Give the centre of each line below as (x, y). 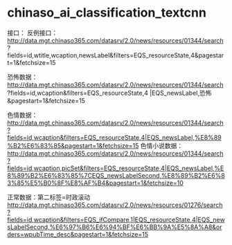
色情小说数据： (162, 145)
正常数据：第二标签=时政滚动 (49, 197)
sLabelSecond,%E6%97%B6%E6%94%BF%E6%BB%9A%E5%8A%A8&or (115, 227)
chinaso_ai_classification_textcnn (107, 13)
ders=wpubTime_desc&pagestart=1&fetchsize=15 (78, 234)
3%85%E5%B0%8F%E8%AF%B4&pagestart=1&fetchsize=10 (95, 183)
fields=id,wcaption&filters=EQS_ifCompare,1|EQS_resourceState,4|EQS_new (116, 219)
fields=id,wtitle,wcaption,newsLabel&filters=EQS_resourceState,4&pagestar (116, 55)
